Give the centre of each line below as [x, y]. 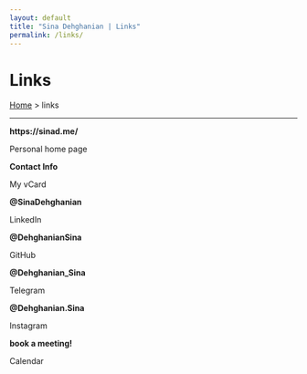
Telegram [27, 291]
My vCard [28, 184]
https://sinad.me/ [44, 131]
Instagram [28, 326]
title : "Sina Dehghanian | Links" [75, 26]
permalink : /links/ [47, 35]
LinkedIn [26, 220]
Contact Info [34, 167]
